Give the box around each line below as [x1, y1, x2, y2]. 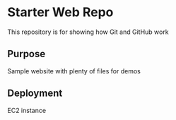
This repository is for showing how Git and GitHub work [7, 28, 169, 36]
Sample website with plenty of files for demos [7, 66, 141, 75]
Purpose [7, 48, 46, 60]
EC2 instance [7, 106, 47, 114]
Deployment [7, 88, 63, 100]
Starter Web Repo [7, 4, 114, 20]
